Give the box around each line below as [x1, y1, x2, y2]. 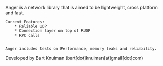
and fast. [5, 10, 24, 16]
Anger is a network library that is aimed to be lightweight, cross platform [5, 5, 158, 10]
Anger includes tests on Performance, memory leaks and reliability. [5, 46, 157, 51]
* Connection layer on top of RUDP [14, 28, 91, 34]
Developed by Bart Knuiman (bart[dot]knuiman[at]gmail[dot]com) [5, 55, 144, 61]
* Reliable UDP [14, 24, 47, 29]
